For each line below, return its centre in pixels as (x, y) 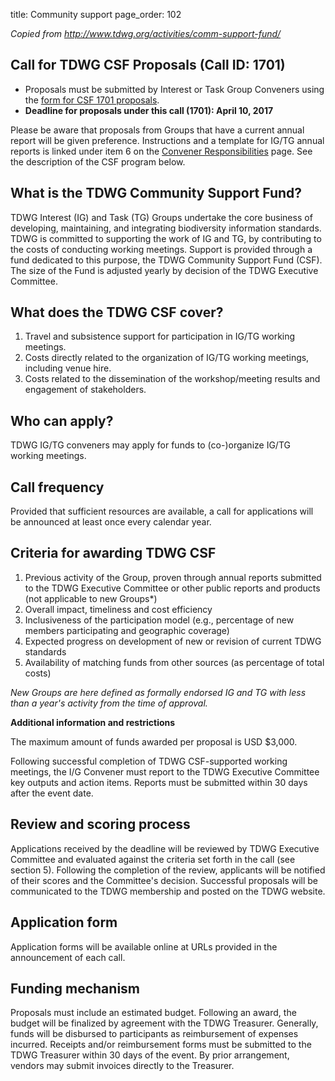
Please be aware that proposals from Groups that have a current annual (157, 130)
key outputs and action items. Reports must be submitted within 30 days (159, 782)
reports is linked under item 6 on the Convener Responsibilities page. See (161, 151)
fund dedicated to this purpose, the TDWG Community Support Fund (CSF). (166, 260)
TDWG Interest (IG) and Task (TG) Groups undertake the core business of (161, 217)
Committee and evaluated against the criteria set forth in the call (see (153, 859)
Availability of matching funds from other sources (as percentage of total (174, 662)
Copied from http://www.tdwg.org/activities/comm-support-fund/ (146, 33)
